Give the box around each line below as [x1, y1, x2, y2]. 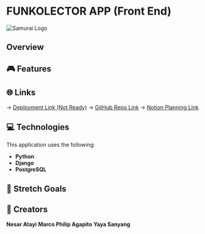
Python [15, 153, 35, 160]
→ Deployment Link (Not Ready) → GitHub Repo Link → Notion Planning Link [6, 104, 199, 111]
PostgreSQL [15, 166, 47, 173]
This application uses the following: [6, 141, 96, 149]
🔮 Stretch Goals [6, 183, 67, 194]
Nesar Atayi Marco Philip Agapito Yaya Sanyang [6, 221, 131, 228]
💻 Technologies [6, 122, 70, 132]
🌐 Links [6, 87, 36, 98]
